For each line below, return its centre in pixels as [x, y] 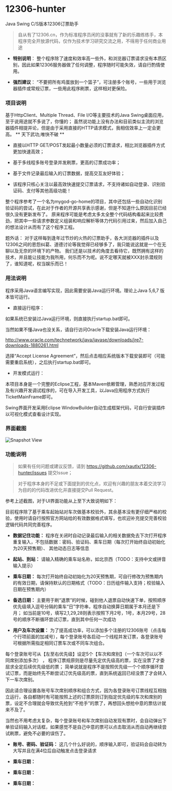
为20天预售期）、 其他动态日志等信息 [51, 548]
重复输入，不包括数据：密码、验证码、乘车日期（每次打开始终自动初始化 [89, 542]
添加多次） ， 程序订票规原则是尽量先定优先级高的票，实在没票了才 [89, 660]
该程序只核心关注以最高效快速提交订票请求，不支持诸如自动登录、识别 [87, 184]
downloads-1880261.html [32, 345]
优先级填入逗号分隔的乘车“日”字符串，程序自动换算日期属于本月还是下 [87, 607]
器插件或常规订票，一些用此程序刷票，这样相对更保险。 [71, 88]
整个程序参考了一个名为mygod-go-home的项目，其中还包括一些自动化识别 [84, 202]
